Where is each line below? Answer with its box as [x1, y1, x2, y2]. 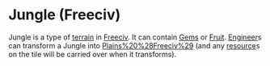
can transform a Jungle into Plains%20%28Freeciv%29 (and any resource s [8, 40, 260, 50]
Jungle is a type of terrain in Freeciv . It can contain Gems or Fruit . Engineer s [8, 32, 262, 42]
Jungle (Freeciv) [8, 6, 121, 24]
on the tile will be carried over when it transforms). [8, 49, 177, 59]
